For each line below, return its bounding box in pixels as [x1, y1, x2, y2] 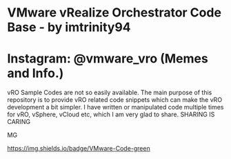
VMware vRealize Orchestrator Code [7, 5, 222, 21]
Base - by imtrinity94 [7, 19, 131, 35]
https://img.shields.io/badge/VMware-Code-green [7, 145, 150, 153]
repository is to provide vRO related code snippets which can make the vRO [7, 96, 223, 104]
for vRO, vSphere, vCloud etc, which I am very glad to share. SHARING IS [7, 110, 215, 118]
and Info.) [7, 65, 64, 81]
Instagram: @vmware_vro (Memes [7, 51, 208, 67]
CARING [7, 118, 31, 126]
